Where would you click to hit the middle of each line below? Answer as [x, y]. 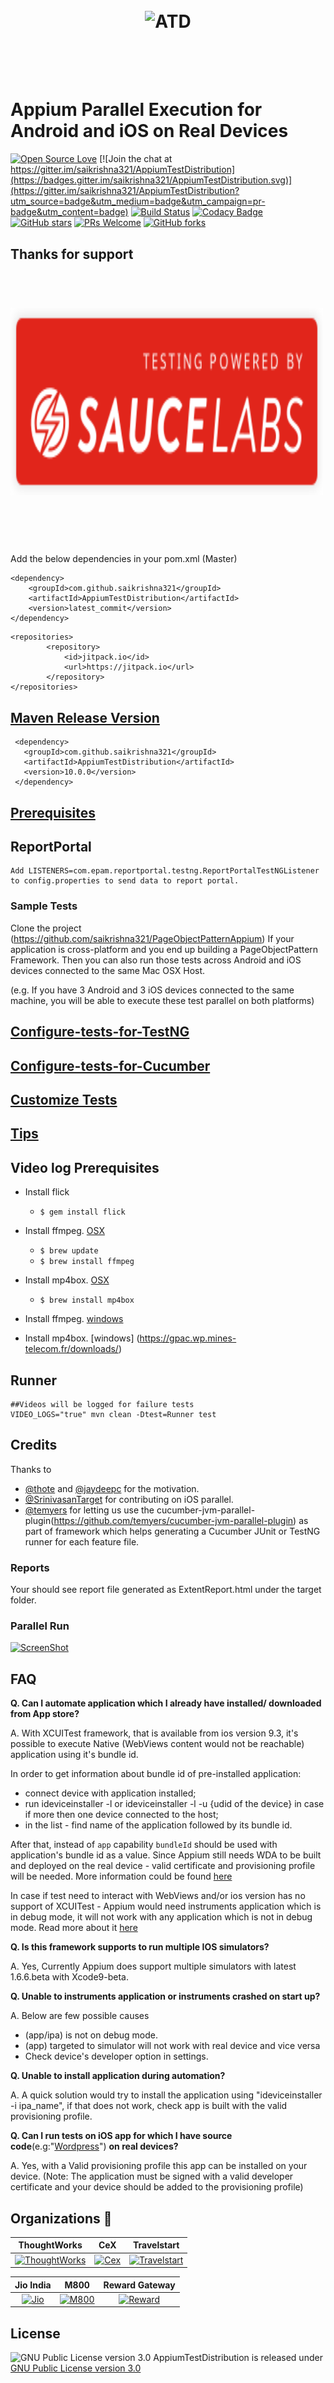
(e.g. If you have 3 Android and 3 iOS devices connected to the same [152, 990]
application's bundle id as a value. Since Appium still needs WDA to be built [166, 1855]
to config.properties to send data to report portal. [125, 881]
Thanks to [31, 1469]
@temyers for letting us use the [89, 1510]
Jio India [33, 2285]
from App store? [45, 1714]
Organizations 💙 [61, 2218]
